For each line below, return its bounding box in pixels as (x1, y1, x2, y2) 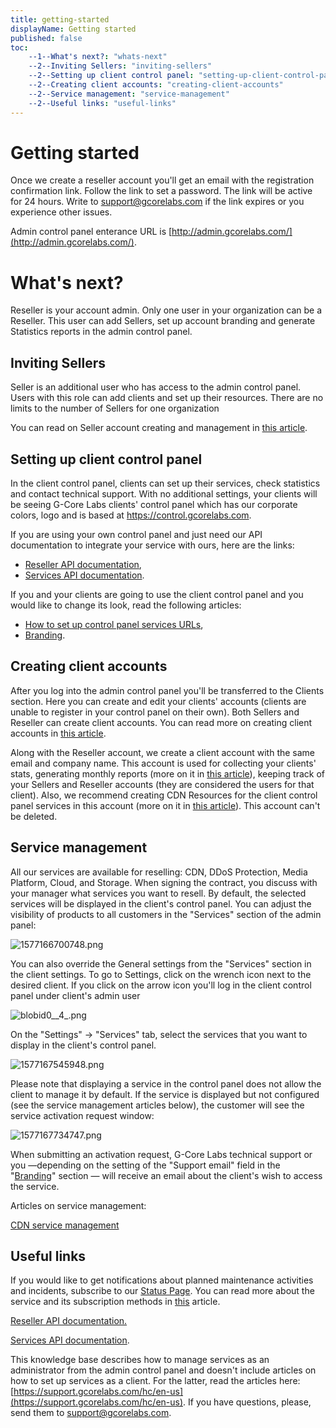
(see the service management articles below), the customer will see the (10, 1099, 305, 1111)
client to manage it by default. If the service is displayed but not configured (10, 1088, 320, 1100)
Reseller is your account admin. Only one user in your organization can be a (10, 304, 323, 316)
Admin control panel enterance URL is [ (10, 226, 173, 238)
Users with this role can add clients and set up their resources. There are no (10, 392, 324, 404)
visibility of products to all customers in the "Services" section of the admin (10, 908, 322, 920)
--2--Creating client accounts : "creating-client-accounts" (28, 80, 284, 90)
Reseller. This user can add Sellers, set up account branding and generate (10, 315, 316, 327)
